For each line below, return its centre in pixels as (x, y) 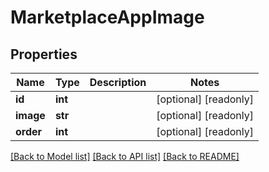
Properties (44, 54)
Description (118, 82)
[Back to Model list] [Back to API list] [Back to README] (125, 156)
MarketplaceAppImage (107, 17)
